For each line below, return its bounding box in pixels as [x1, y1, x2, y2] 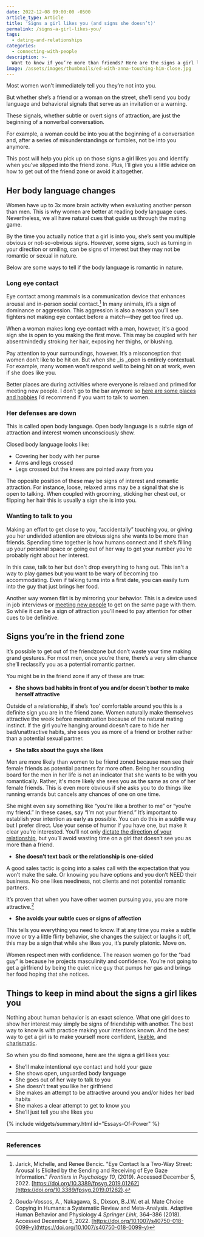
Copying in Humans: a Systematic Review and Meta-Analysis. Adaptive [15, 1204, 193, 1212]
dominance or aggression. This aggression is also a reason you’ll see [6, 307, 179, 314]
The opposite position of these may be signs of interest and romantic [6, 478, 179, 485]
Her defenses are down [6, 409, 77, 417]
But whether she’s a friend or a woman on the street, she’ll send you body [6, 94, 191, 101]
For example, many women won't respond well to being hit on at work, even [6, 363, 195, 370]
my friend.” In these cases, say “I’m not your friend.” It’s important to [6, 809, 177, 816]
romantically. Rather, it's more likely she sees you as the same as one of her [6, 777, 196, 784]
